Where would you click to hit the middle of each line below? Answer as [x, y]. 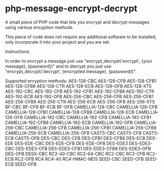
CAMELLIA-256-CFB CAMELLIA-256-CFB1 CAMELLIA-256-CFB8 [91, 127]
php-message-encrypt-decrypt [71, 9]
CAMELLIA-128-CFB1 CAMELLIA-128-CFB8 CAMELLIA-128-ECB [70, 112]
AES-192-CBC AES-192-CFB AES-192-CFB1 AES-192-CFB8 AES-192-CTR [80, 91]
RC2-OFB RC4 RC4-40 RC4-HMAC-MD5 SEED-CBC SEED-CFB [79, 159]
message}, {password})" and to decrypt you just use [58, 66]
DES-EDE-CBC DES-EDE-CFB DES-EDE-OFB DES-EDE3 [71, 143]
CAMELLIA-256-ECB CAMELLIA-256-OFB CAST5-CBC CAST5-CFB [73, 133]
